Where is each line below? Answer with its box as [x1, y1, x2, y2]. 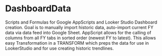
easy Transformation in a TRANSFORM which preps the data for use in [5, 40, 149, 46]
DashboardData [5, 3, 71, 14]
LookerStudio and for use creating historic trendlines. [5, 45, 114, 51]
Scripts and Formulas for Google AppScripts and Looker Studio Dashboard [5, 19, 158, 25]
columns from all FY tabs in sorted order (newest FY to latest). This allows [5, 35, 156, 41]
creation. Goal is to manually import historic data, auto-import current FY [5, 24, 154, 30]
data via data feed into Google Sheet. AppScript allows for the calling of [5, 29, 152, 35]
